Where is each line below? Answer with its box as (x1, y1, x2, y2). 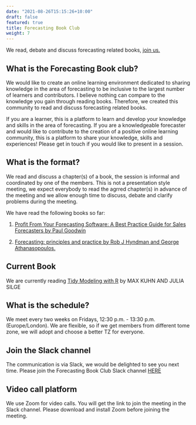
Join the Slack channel (6, 345, 91, 355)
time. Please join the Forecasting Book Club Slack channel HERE (6, 367, 161, 375)
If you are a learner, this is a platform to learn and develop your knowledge (6, 115, 186, 122)
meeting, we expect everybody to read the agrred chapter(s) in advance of (6, 185, 187, 193)
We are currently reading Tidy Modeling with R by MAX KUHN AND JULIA (6, 277, 184, 284)
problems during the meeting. (6, 198, 78, 205)
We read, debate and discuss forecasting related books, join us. (6, 46, 160, 53)
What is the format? (6, 157, 80, 167)
